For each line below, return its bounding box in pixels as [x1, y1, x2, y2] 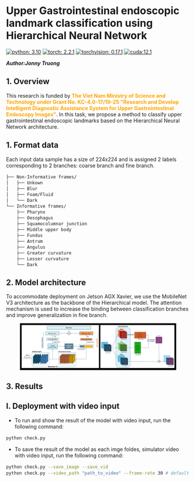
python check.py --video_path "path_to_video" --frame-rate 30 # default [6, 470, 190, 476]
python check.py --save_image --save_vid [6, 464, 109, 470]
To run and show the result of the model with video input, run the [14, 416, 171, 424]
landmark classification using [6, 16, 153, 30]
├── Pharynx [16, 209, 46, 215]
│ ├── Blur [6, 185, 38, 191]
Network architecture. [6, 123, 59, 130]
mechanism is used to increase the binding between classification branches [6, 305, 189, 312]
